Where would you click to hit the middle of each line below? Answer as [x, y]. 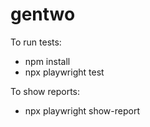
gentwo [43, 14]
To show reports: [45, 91]
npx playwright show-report [82, 110]
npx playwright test [64, 72]
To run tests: [36, 42]
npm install [47, 61]
